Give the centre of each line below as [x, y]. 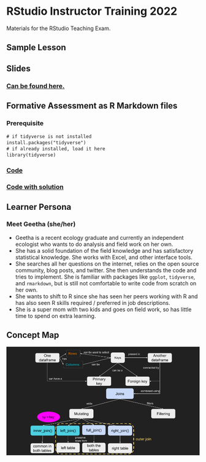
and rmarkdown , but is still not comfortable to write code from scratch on [106, 283]
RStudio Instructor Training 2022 [92, 11]
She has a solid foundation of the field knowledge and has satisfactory [104, 250]
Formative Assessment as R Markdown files [92, 106]
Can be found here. [36, 86]
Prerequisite [25, 123]
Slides [18, 68]
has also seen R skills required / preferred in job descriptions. [93, 302]
